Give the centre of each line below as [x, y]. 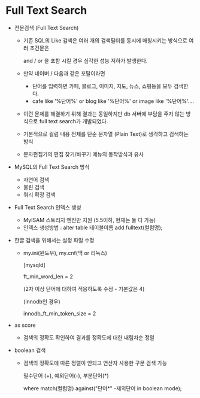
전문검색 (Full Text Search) [46, 28]
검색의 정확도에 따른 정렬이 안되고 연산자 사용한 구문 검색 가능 [95, 363]
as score [25, 325]
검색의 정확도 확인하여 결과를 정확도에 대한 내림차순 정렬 [89, 337]
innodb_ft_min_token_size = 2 [60, 313]
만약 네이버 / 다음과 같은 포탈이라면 [64, 73]
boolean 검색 [30, 350]
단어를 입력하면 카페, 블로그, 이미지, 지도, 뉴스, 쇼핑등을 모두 [102, 86]
